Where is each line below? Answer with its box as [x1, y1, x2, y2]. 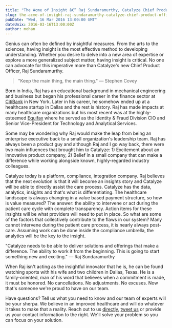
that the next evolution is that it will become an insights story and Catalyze [5, 178, 162, 184]
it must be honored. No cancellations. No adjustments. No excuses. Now [5, 280, 158, 286]
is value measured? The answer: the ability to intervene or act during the [5, 200, 158, 207]
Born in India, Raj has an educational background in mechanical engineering [5, 88, 166, 94]
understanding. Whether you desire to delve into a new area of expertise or [5, 52, 164, 58]
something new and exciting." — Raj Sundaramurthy [5, 254, 115, 260]
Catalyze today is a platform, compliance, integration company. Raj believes [5, 173, 165, 179]
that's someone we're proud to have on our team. [5, 285, 110, 292]
